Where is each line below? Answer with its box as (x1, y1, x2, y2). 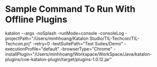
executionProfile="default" (5, 46, 59, 52)
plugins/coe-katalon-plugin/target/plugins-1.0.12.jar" (5, 56, 112, 62)
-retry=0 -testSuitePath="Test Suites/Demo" (32, 40, 123, 46)
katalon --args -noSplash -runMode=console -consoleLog (5, 30, 124, 36)
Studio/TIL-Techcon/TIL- (89, 35, 140, 41)
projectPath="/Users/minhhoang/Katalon (5, 35, 89, 41)
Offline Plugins (5, 14, 68, 25)
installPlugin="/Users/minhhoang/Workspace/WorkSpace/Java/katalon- (5, 51, 152, 57)
